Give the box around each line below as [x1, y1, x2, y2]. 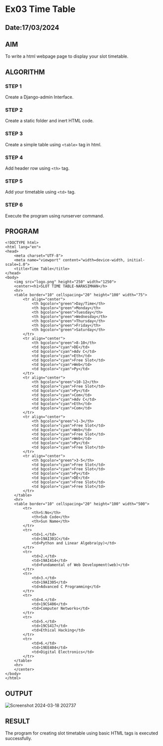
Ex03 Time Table [5, 3, 76, 15]
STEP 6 [5, 202, 23, 209]
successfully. [5, 736, 32, 741]
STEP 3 [5, 130, 23, 137]
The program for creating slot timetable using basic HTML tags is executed [5, 730, 159, 736]
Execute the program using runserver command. [5, 213, 104, 218]
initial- [127, 258, 145, 263]
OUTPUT [5, 689, 33, 698]
